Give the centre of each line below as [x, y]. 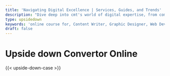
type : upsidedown [24, 19]
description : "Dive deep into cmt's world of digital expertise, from [81, 15]
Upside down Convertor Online [71, 54]
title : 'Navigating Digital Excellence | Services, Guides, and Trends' [83, 10]
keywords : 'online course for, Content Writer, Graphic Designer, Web [81, 24]
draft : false [19, 29]
